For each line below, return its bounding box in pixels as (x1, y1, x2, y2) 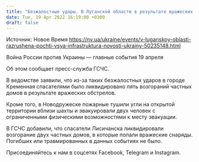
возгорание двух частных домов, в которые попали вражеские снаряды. (6, 131, 193, 138)
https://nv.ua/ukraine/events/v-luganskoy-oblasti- (69, 36, 192, 43)
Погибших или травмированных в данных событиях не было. (6, 138, 163, 145)
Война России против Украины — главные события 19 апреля (6, 54, 164, 61)
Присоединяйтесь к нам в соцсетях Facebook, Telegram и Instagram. (6, 149, 181, 156)
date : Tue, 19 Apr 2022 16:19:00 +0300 (6, 14, 105, 20)
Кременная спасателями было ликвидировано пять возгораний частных (6, 83, 192, 90)
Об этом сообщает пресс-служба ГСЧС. (6, 65, 110, 72)
